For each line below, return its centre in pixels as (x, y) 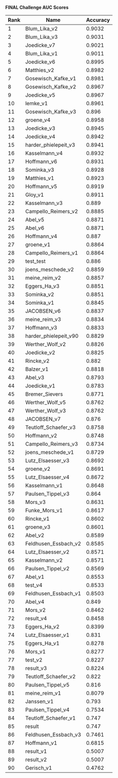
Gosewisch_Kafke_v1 (51, 78)
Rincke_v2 (37, 361)
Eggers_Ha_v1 (42, 643)
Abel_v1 (35, 577)
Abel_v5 (35, 220)
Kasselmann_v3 (44, 203)
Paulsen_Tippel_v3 (47, 494)
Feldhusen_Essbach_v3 (53, 735)
